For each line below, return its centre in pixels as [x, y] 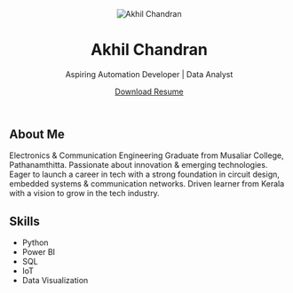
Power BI [39, 252]
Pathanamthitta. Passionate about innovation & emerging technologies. [139, 165]
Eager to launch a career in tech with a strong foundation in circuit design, [144, 174]
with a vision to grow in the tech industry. [84, 194]
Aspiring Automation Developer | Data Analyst [149, 74]
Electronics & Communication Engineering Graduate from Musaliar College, [146, 155]
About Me [37, 134]
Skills [24, 221]
